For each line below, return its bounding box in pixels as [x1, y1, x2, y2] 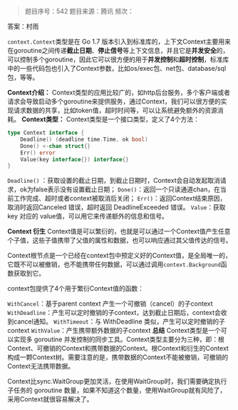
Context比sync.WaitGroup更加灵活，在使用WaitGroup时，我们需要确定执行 [7, 377, 227, 386]
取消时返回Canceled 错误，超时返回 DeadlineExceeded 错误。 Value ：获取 [7, 203, 226, 211]
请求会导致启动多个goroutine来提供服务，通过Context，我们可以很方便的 [7, 97, 221, 106]
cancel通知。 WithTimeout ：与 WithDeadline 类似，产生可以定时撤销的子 [13, 317, 226, 326]
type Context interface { [7, 129, 84, 136]
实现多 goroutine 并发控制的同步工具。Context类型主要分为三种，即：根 [13, 335, 224, 344]
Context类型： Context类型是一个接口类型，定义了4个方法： [21, 115, 200, 124]
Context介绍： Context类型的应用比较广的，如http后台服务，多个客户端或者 [7, 89, 230, 96]
